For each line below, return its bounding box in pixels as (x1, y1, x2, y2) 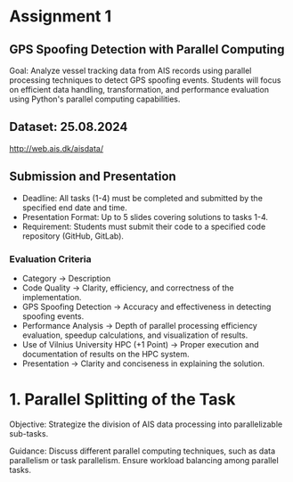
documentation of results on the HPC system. (21, 348, 190, 359)
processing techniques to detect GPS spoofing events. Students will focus (9, 75, 281, 86)
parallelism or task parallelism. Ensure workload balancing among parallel (9, 454, 279, 465)
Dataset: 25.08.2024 (9, 119, 128, 135)
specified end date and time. (21, 202, 127, 213)
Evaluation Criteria (9, 252, 92, 265)
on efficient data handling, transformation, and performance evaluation (9, 85, 270, 94)
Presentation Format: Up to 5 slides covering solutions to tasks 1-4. (21, 211, 269, 222)
